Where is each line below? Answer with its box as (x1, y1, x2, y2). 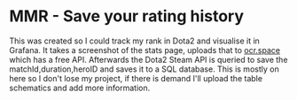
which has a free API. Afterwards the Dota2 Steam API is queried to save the (9, 54, 288, 65)
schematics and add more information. (9, 82, 151, 93)
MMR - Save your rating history (9, 6, 245, 27)
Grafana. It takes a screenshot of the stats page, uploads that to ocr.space (9, 44, 281, 55)
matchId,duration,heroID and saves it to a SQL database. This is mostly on (9, 64, 279, 74)
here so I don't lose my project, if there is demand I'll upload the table (9, 73, 263, 83)
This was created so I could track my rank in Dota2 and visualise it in (9, 35, 260, 46)
